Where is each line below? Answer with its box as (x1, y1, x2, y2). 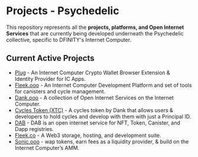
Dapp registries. (14, 125, 54, 132)
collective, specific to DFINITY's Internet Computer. (6, 36, 132, 43)
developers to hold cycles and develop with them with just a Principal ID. (14, 113, 191, 120)
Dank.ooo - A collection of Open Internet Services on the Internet (14, 94, 174, 101)
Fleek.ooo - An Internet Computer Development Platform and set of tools (14, 81, 192, 89)
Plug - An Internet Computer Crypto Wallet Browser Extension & (14, 69, 170, 76)
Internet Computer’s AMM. (14, 144, 80, 151)
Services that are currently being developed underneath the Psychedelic (6, 30, 184, 37)
